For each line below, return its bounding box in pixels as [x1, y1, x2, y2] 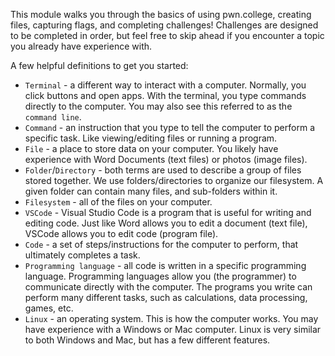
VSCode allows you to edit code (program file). [24, 228, 219, 239]
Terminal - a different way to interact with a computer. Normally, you [24, 79, 307, 91]
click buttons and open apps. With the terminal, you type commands [24, 90, 307, 101]
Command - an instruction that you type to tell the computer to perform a [24, 122, 315, 133]
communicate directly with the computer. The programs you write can [24, 281, 313, 293]
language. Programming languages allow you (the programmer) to [24, 270, 297, 282]
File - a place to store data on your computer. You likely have [24, 143, 279, 154]
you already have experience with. [10, 40, 153, 52]
